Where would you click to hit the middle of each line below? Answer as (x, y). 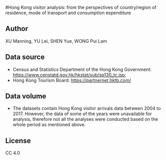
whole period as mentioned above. (49, 125)
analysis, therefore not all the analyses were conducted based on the (85, 119)
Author (17, 29)
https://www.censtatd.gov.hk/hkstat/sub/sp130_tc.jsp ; (69, 75)
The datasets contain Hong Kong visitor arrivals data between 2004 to (87, 109)
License (18, 140)
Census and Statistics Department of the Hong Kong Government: (82, 69)
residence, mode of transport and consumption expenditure (68, 13)
